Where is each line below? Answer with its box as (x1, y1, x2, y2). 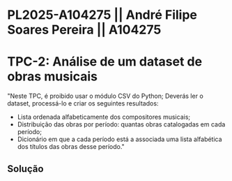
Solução (7, 163, 44, 175)
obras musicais (7, 68, 98, 85)
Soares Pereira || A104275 (7, 22, 162, 38)
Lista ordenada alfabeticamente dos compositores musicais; (17, 113, 191, 122)
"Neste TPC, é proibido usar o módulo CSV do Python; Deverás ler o (7, 92, 203, 101)
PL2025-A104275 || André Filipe (7, 7, 197, 23)
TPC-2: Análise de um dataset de (7, 54, 203, 70)
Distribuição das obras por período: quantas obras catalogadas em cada (17, 120, 226, 129)
